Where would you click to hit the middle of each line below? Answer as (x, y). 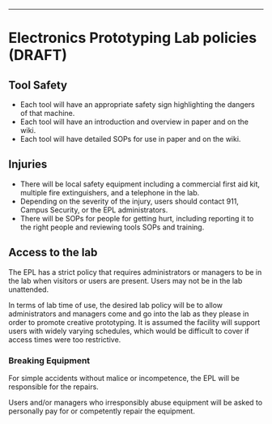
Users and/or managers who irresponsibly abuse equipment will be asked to (136, 402)
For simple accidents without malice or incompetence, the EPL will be (124, 378)
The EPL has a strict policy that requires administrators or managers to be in (135, 272)
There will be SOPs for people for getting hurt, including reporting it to (137, 218)
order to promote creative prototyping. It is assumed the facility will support (134, 322)
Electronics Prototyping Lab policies (133, 38)
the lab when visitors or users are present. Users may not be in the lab (125, 281)
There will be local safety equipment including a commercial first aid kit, (140, 184)
